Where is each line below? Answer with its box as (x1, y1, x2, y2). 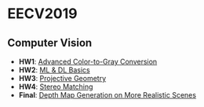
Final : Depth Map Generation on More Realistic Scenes (18, 90, 197, 99)
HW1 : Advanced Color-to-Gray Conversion (18, 57, 158, 66)
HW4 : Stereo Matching (18, 82, 93, 91)
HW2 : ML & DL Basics (18, 65, 91, 75)
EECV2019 (7, 5, 78, 23)
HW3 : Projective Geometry (18, 74, 107, 83)
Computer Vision (7, 36, 93, 50)
